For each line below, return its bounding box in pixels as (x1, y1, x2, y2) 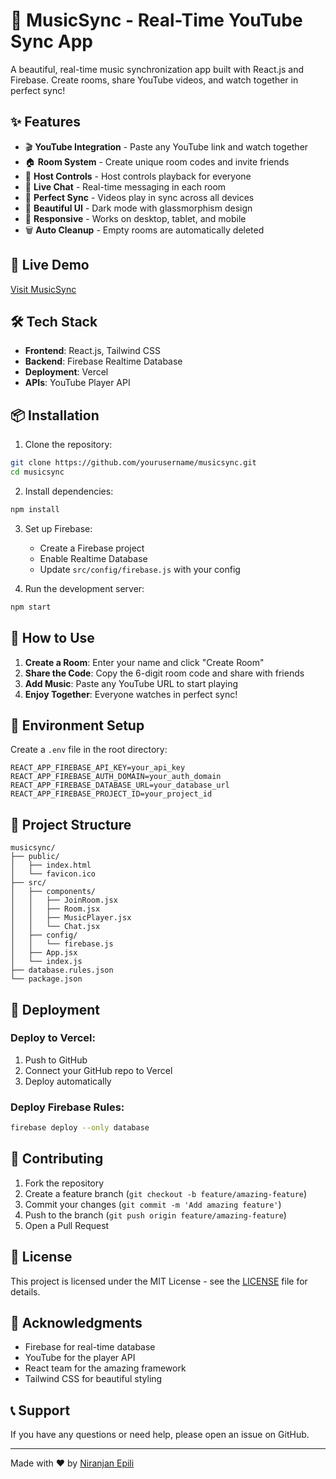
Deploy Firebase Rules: (10, 1100, 125, 1114)
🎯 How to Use (10, 630, 95, 647)
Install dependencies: (24, 485, 114, 497)
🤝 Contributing (10, 1150, 104, 1168)
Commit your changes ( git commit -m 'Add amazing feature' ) (24, 1198, 282, 1210)
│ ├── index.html (10, 860, 92, 871)
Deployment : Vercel (24, 366, 109, 378)
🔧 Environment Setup (10, 717, 145, 734)
